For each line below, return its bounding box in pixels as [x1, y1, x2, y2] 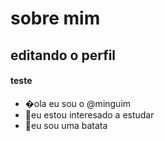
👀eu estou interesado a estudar [24, 108, 155, 121]
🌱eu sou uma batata [24, 119, 108, 131]
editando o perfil [10, 47, 117, 64]
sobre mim [10, 7, 101, 30]
